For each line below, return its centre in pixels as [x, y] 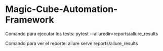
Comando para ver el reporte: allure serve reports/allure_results [72, 43]
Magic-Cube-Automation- [62, 9]
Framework [30, 20]
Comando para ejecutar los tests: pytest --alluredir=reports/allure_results [82, 33]
